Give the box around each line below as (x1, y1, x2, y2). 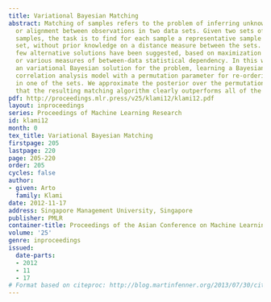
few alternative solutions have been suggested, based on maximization (15, 49, 262, 57)
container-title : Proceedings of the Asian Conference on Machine (8, 221, 236, 230)
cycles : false (8, 169, 56, 177)
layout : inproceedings (8, 101, 85, 110)
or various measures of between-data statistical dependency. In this (15, 57, 258, 65)
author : (8, 176, 35, 185)
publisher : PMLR (8, 214, 63, 222)
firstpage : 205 (8, 139, 60, 147)
